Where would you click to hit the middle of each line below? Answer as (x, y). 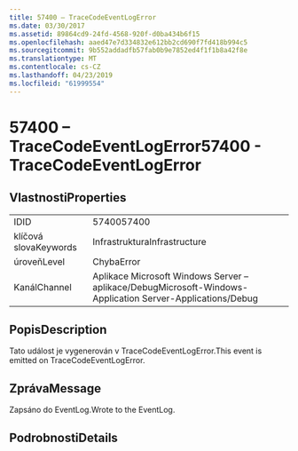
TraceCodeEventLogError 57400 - (135, 146)
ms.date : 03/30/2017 (47, 26)
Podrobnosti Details (63, 437)
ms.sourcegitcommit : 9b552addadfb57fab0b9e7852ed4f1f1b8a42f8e (129, 51)
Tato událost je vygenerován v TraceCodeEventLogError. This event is (136, 351)
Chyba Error (117, 261)
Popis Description (58, 330)
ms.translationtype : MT (53, 59)
